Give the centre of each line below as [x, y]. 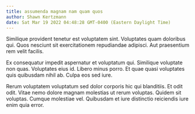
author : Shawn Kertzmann [36, 17]
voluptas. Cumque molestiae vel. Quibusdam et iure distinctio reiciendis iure [97, 99]
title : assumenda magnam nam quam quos [55, 11]
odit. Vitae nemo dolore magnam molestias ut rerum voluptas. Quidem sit [94, 93]
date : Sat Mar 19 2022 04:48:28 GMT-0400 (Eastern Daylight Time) [88, 22]
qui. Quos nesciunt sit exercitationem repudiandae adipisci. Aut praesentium [98, 45]
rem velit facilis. [25, 51]
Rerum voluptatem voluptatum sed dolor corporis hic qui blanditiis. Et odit [94, 87]
